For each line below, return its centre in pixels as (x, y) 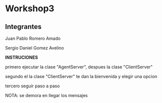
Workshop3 (30, 9)
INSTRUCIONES (21, 57)
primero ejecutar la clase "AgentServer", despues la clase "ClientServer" (79, 67)
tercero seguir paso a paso (33, 86)
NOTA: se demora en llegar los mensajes (46, 95)
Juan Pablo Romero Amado (33, 38)
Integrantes (23, 27)
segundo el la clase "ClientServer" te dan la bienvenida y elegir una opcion (81, 76)
